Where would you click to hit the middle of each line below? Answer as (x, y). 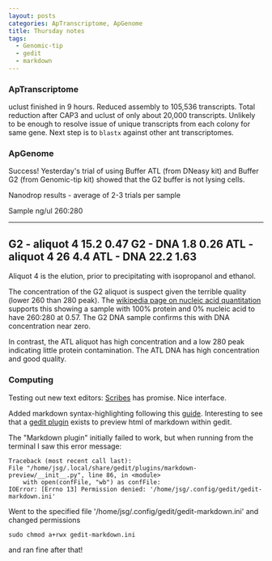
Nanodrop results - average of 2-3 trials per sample (94, 196)
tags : (17, 38)
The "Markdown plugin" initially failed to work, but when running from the (131, 437)
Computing (31, 380)
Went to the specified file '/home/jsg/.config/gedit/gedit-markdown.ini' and (134, 511)
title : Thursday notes (47, 31)
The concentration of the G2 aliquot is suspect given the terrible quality (127, 292)
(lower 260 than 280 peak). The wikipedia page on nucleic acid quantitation (135, 301)
